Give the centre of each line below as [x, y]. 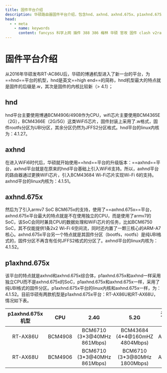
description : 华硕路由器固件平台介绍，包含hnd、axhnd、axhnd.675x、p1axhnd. [80, 14]
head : [11, 19]
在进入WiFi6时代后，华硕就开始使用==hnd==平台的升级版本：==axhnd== [81, 162]
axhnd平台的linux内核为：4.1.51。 [39, 181]
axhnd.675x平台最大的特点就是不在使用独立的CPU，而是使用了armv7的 [78, 216]
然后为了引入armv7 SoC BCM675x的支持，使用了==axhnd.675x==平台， [80, 209]
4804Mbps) [135, 343]
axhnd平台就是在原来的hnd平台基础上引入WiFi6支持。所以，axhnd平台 [86, 169]
